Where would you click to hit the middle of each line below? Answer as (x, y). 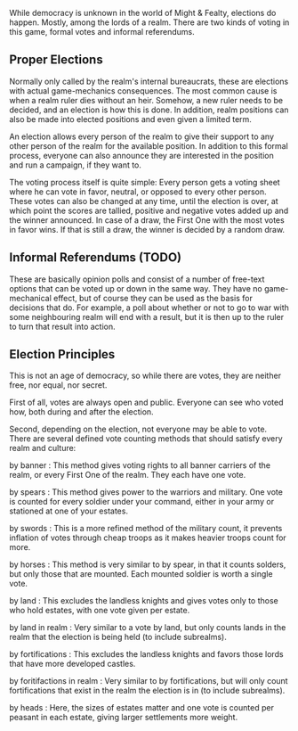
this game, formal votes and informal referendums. (102, 32)
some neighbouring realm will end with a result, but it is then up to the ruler (147, 316)
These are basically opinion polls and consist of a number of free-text (137, 279)
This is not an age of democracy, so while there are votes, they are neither (145, 376)
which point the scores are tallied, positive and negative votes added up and (149, 210)
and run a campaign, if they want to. (76, 165)
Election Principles (62, 354)
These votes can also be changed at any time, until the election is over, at (144, 201)
